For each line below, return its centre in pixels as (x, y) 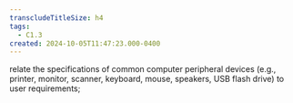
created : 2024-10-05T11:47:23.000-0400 (85, 43)
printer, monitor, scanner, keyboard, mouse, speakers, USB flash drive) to (147, 79)
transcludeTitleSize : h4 (56, 18)
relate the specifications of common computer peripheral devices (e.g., (143, 69)
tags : (20, 26)
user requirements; (45, 88)
